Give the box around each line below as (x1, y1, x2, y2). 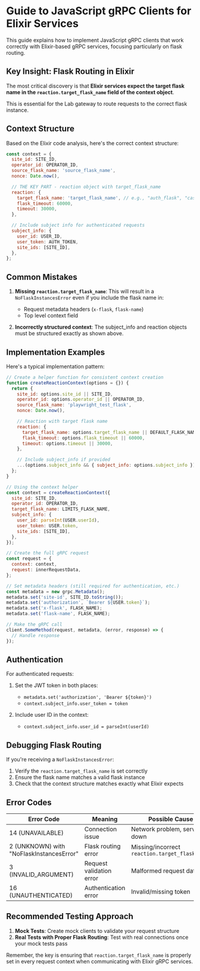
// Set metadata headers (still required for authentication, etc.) (6, 583, 180, 589)
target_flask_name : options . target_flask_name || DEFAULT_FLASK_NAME (21, 429, 198, 435)
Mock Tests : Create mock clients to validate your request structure (14, 927, 180, 934)
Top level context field (23, 312, 79, 319)
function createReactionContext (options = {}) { (6, 380, 129, 386)
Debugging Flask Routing (6, 740, 102, 750)
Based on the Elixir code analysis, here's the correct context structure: (6, 139, 179, 146)
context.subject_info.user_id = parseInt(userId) (23, 724, 150, 730)
